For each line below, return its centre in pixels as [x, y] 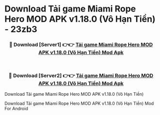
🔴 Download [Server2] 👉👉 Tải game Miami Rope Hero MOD [81, 76]
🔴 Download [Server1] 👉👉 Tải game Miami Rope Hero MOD [81, 45]
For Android [16, 108]
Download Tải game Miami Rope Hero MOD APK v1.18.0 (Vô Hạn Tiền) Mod [79, 103]
